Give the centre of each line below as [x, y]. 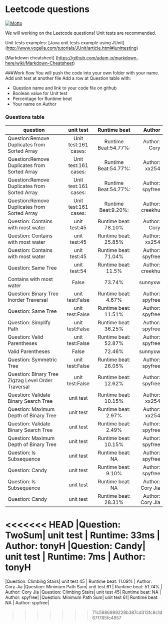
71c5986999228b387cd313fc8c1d [127, 612]
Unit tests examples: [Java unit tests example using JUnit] [65, 42]
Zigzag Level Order [30, 381]
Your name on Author [34, 104]
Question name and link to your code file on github [64, 88]
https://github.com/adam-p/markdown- [98, 58]
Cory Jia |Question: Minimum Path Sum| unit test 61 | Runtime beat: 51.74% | [84, 587]
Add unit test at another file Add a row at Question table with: [68, 78]
